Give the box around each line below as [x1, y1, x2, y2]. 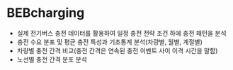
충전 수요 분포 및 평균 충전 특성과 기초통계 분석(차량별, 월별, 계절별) [16, 37, 203, 46]
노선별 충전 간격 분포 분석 [16, 55, 88, 64]
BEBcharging [6, 5, 85, 21]
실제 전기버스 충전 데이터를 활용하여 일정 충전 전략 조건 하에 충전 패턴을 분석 [16, 29, 227, 37]
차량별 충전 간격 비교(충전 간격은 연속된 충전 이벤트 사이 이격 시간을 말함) [16, 46, 218, 55]
